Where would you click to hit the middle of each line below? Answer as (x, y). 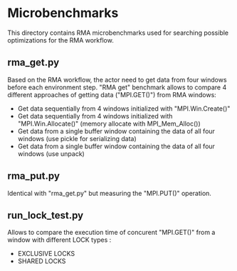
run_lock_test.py (46, 215)
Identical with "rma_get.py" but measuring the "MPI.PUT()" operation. (110, 193)
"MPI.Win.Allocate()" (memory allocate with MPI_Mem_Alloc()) (109, 123)
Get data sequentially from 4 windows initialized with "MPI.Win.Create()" (124, 109)
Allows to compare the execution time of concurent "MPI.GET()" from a (111, 233)
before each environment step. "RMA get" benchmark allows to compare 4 (117, 87)
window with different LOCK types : (59, 240)
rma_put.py (34, 176)
